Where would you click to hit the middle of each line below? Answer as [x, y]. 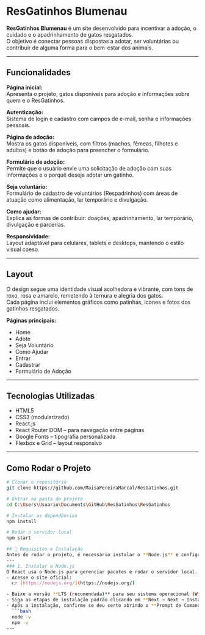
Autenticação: [25, 112]
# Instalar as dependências [42, 516]
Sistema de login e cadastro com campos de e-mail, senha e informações [99, 119]
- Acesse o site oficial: [39, 578]
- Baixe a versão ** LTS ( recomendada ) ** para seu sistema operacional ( [101, 594]
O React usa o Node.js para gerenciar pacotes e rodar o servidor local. [102, 572]
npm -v [20, 622]
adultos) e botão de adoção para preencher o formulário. [78, 150]
